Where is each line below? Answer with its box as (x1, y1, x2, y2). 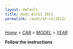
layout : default (5, 7, 38, 12)
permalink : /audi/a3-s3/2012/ (5, 16, 67, 21)
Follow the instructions (5, 39, 53, 45)
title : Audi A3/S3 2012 (5, 12, 54, 17)
